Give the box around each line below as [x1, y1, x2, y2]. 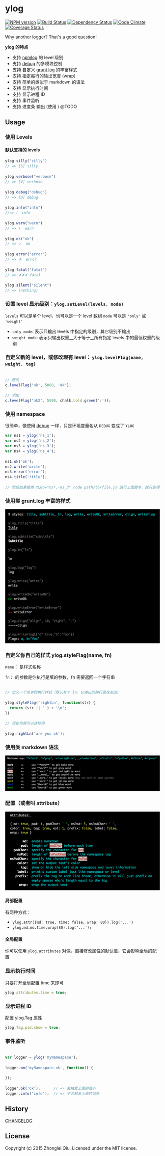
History [5, 1105, 28, 1113]
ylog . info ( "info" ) [5, 205, 43, 210]
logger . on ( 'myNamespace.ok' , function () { [5, 1065, 93, 1070]
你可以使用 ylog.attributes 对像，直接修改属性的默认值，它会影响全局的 [5, 948, 153, 954]
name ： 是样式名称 [5, 664, 41, 670]
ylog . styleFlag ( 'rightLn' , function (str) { [5, 700, 96, 705]
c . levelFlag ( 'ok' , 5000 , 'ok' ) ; [5, 382, 71, 388]
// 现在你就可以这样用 [5, 721, 45, 726]
